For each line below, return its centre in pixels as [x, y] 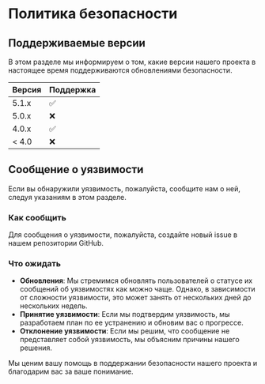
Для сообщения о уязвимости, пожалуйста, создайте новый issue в [123, 235]
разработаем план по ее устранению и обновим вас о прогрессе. [131, 323]
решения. [36, 348]
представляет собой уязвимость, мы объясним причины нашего [129, 340]
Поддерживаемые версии [77, 43]
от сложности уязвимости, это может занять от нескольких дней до [135, 298]
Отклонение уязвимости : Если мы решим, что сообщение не [125, 331]
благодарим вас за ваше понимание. [71, 371]
